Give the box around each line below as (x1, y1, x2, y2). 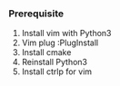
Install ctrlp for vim (21, 66, 93, 77)
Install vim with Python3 (21, 28, 112, 39)
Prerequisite (8, 7, 65, 20)
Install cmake (21, 47, 72, 58)
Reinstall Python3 (21, 57, 88, 68)
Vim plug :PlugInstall (21, 37, 99, 48)
